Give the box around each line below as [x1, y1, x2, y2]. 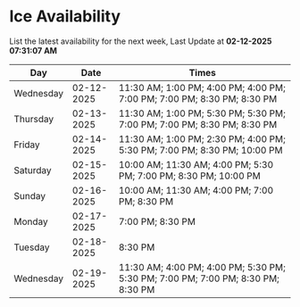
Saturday [13, 163, 52, 176]
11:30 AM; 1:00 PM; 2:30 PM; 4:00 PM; [118, 132, 286, 145]
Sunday [13, 189, 46, 202]
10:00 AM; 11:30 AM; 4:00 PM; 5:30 [118, 158, 274, 170]
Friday [13, 138, 40, 151]
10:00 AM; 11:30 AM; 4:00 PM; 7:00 [118, 184, 274, 196]
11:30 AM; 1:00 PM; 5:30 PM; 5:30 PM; [118, 107, 286, 120]
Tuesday [13, 241, 50, 253]
